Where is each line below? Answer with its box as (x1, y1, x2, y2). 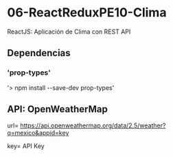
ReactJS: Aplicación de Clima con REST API (7, 27, 131, 36)
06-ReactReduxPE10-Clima (7, 5, 167, 21)
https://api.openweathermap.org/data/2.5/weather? (20, 121, 166, 130)
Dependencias (7, 47, 71, 59)
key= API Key (7, 142, 45, 150)
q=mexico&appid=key (7, 129, 69, 137)
